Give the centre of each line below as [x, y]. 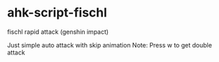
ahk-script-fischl [57, 13]
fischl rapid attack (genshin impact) [58, 32]
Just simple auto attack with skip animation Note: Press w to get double [109, 45]
